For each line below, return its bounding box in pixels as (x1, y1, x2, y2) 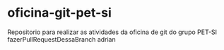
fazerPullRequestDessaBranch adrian (7, 35, 116, 43)
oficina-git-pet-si (7, 5, 112, 21)
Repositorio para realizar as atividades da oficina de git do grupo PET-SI (7, 28, 218, 36)
